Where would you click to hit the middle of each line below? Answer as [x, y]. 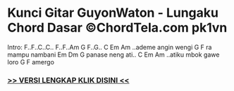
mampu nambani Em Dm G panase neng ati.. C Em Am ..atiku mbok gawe [113, 55]
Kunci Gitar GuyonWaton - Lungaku [113, 13]
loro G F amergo [31, 62]
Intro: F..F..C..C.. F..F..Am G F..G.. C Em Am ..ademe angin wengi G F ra [110, 47]
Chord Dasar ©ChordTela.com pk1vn [117, 28]
